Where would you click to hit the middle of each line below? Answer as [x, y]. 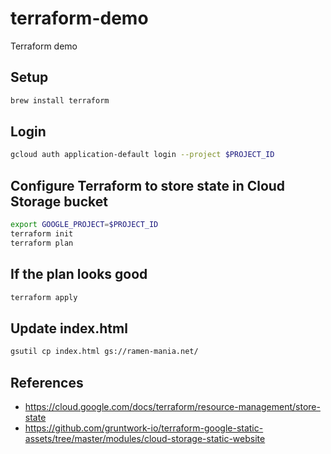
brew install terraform [60, 100]
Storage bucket [59, 201]
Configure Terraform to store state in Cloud [148, 185]
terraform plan [42, 243]
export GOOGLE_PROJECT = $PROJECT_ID [84, 225]
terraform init [42, 234]
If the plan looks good [79, 274]
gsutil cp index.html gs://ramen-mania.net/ [104, 352]
